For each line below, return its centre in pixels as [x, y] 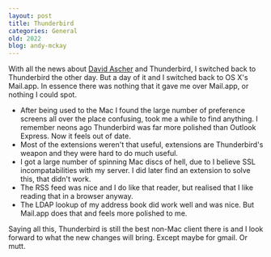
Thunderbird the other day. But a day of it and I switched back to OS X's [128, 78]
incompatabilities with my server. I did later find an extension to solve [135, 171]
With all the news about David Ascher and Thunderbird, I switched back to [132, 69]
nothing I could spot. [42, 95]
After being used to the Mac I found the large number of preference [132, 111]
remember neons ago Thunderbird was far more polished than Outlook [138, 128]
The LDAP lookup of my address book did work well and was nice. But [137, 205]
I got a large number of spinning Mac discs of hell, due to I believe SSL [138, 162]
